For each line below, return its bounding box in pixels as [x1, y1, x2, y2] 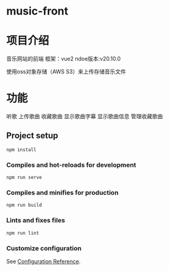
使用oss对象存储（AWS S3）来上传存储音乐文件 [6, 68, 126, 75]
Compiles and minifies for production [6, 189, 119, 197]
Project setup [6, 130, 59, 141]
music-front [6, 4, 69, 18]
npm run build [6, 202, 43, 209]
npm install [6, 147, 36, 153]
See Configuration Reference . [6, 258, 81, 265]
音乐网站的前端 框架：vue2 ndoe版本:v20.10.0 [6, 55, 121, 62]
